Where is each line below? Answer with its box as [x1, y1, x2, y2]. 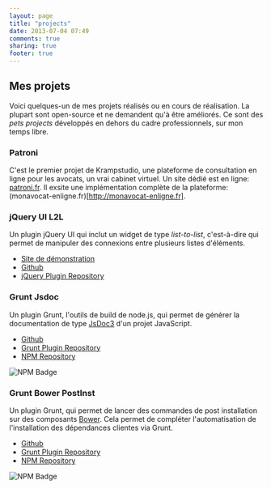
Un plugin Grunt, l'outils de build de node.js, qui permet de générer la [9, 309, 240, 320]
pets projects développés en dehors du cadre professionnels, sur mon [9, 118, 243, 128]
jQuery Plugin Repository [20, 271, 104, 281]
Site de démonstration [20, 254, 95, 264]
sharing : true [9, 42, 57, 50]
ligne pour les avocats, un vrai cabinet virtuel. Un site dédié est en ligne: [9, 174, 250, 184]
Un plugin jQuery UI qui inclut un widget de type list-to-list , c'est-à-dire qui [9, 230, 259, 240]
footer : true [9, 49, 53, 57]
